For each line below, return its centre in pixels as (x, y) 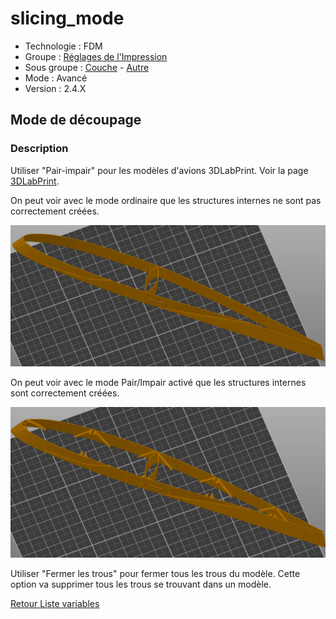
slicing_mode (67, 18)
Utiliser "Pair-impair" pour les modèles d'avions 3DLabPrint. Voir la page (159, 170)
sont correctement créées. (65, 393)
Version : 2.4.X (55, 88)
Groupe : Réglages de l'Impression (96, 56)
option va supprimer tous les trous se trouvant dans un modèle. (141, 584)
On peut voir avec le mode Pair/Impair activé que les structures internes (158, 383)
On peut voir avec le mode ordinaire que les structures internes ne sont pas (166, 200)
